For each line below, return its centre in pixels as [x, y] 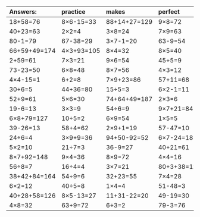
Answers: [23, 12]
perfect [169, 12]
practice [74, 12]
